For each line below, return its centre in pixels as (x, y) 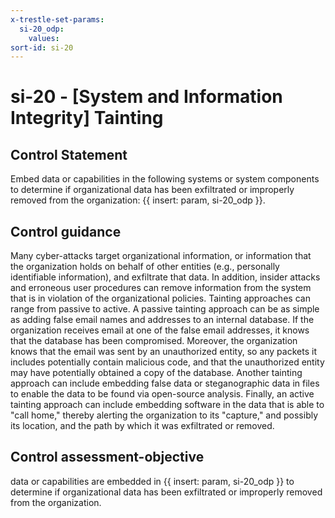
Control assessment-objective (107, 457)
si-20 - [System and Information (146, 97)
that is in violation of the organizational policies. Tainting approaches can (160, 298)
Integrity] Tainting (87, 118)
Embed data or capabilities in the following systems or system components (165, 179)
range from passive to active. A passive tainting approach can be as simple (165, 309)
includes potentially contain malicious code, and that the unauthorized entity (167, 362)
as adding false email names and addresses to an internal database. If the (162, 320)
